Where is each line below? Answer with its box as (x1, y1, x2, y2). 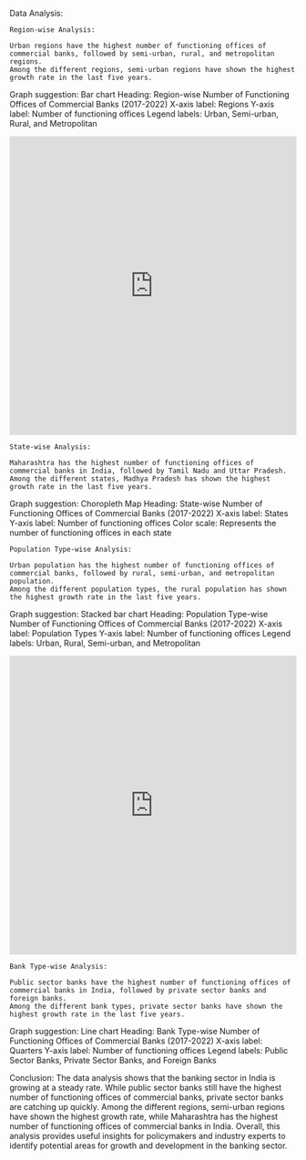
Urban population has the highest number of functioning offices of (9, 561, 275, 570)
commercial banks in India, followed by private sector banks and (9, 986, 267, 995)
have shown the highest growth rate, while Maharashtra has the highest (9, 1111, 279, 1122)
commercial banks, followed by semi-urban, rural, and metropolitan (9, 49, 275, 58)
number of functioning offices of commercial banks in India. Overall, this (9, 1121, 280, 1132)
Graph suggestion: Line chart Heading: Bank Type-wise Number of (9, 1026, 260, 1036)
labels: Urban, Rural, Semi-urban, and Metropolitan (9, 637, 201, 648)
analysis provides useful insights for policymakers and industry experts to (9, 1131, 286, 1141)
